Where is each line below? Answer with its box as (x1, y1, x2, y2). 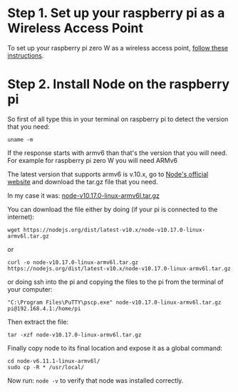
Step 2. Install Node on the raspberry (7, 76, 230, 92)
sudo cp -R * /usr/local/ (7, 364, 84, 371)
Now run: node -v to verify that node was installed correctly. (7, 376, 184, 385)
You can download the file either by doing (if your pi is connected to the (7, 205, 218, 213)
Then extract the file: (7, 317, 69, 326)
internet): (7, 212, 34, 221)
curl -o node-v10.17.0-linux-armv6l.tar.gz (7, 258, 139, 266)
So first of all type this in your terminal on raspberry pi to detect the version (7, 115, 229, 123)
